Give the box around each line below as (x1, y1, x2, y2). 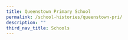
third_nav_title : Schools (6, 25, 70, 31)
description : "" (6, 19, 46, 25)
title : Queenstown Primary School (6, 8, 91, 15)
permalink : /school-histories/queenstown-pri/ (6, 14, 123, 20)
